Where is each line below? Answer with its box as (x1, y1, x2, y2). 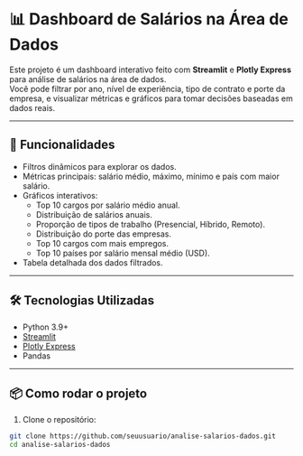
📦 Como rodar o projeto (9, 386, 147, 401)
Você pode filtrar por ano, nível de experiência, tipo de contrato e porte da (9, 83, 286, 94)
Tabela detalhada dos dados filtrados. (22, 256, 164, 268)
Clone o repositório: (22, 414, 96, 425)
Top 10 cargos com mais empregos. (35, 237, 170, 248)
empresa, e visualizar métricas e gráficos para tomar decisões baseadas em (9, 93, 293, 104)
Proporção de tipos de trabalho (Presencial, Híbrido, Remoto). (35, 219, 266, 229)
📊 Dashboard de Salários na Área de (9, 9, 289, 30)
